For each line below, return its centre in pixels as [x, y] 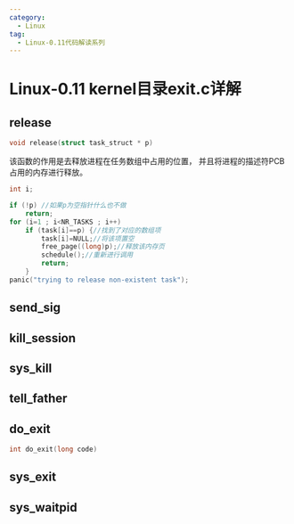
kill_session [43, 338]
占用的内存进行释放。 [48, 172]
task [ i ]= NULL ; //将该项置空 [88, 238]
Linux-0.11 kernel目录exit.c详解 [126, 89]
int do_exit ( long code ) [53, 450]
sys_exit [33, 477]
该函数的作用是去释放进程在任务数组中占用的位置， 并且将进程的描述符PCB [147, 161]
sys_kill [31, 368]
